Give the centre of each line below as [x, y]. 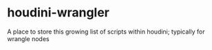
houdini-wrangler [59, 13]
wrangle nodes [28, 38]
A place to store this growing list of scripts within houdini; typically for [106, 32]
